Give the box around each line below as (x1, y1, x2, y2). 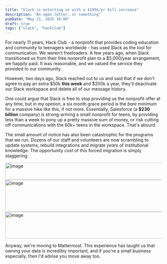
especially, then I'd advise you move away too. (5, 253, 101, 259)
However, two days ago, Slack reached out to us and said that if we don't (5, 76, 155, 82)
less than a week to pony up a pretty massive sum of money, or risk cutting (5, 117, 159, 123)
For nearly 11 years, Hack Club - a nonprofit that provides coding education (5, 39, 159, 45)
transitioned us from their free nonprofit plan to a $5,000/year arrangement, (5, 55, 161, 61)
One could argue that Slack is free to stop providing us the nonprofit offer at (5, 95, 161, 102)
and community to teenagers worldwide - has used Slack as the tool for (5, 45, 152, 51)
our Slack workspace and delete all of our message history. (5, 86, 127, 92)
